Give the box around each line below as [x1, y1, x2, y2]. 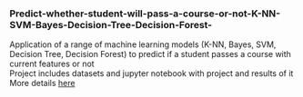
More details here [9, 78, 76, 89]
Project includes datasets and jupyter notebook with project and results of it [9, 68, 294, 79]
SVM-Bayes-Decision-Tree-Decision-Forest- [9, 18, 212, 31]
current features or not [9, 58, 95, 70]
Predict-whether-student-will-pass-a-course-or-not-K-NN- [9, 7, 280, 20]
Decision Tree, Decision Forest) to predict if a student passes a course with [9, 49, 291, 60]
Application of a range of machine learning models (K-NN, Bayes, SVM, [9, 39, 277, 50]
